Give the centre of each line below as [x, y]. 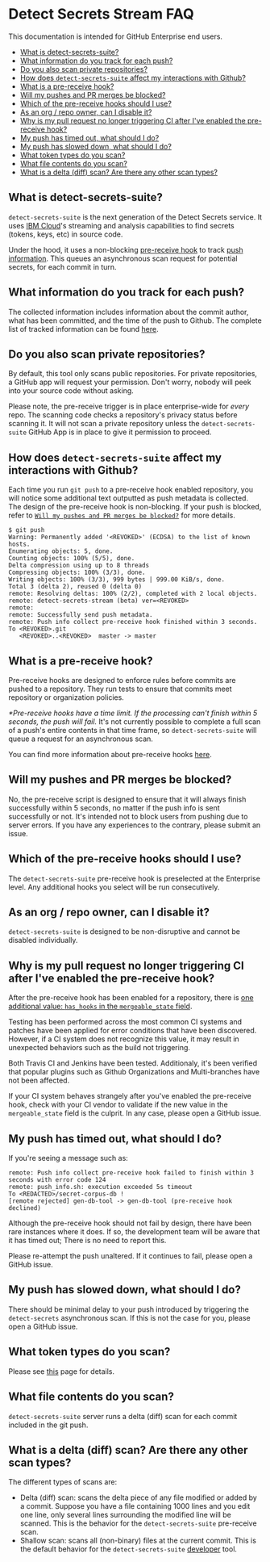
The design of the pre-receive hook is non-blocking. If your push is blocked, [135, 507]
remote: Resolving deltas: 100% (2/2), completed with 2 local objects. [133, 594]
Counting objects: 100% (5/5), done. [72, 559]
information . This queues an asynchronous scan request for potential [123, 258]
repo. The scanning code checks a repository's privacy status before [123, 415]
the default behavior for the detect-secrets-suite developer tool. [129, 1549]
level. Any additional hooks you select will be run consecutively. [114, 887]
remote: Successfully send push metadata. [81, 615]
